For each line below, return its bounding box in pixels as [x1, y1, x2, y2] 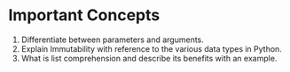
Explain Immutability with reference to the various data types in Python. [20, 43, 283, 54]
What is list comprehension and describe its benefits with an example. [20, 53, 278, 63]
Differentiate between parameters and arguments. [20, 34, 205, 45]
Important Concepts [8, 5, 161, 25]
